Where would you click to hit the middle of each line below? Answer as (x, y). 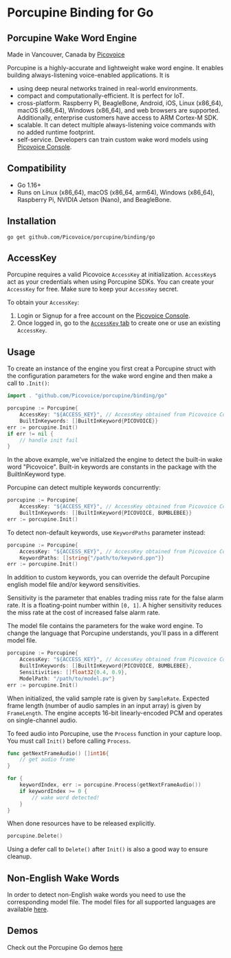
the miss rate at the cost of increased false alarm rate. (84, 612)
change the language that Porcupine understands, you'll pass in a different (113, 633)
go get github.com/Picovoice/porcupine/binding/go (81, 237)
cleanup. (20, 856)
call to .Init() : (28, 383)
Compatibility (37, 169)
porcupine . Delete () (35, 836)
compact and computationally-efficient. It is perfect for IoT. (100, 96)
